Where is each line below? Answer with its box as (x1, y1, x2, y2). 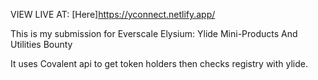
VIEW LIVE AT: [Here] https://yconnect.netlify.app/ (10, 9, 216, 20)
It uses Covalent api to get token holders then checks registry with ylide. (10, 58, 309, 69)
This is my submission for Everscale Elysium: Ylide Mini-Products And (10, 28, 298, 39)
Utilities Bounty (10, 39, 73, 50)
